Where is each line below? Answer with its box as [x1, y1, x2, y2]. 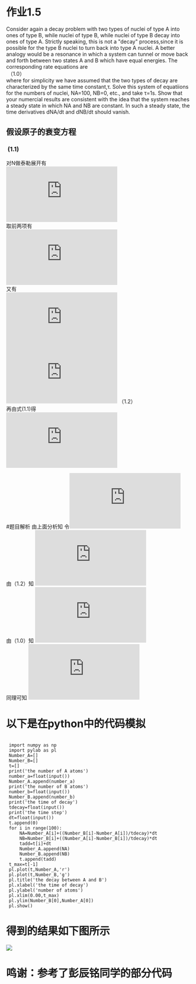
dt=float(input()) [8, 815, 54, 820]
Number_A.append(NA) [19, 845, 70, 852]
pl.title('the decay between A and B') [8, 877, 108, 883]
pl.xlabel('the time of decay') [8, 882, 89, 888]
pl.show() [8, 903, 33, 909]
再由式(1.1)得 [6, 405, 37, 412]
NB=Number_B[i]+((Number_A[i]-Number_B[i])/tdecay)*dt [19, 835, 158, 841]
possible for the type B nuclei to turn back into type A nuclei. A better [6, 44, 175, 51]
